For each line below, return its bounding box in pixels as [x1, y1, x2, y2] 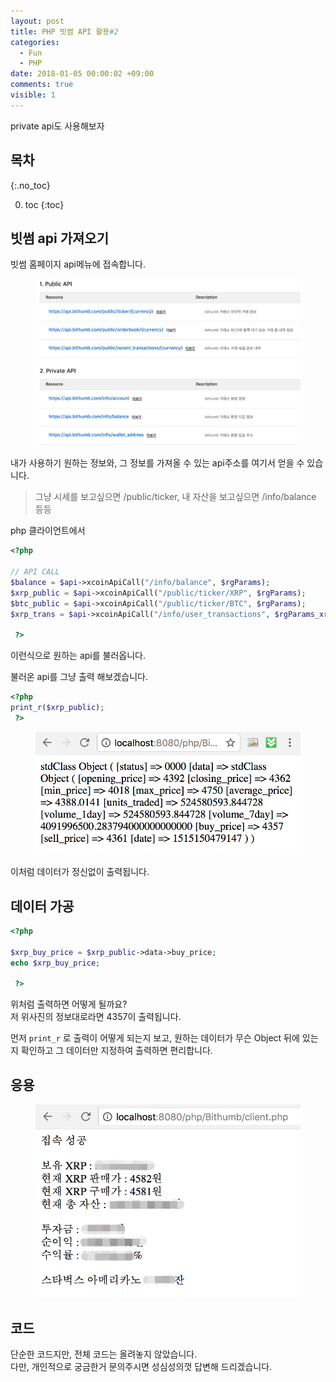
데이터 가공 [10, 898, 75, 915]
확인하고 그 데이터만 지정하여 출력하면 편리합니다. [20, 1045, 213, 1057]
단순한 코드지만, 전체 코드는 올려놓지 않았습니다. [10, 1348, 198, 1360]
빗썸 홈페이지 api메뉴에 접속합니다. [10, 258, 146, 270]
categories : [10, 37, 60, 47]
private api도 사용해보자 [10, 120, 105, 132]
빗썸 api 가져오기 [10, 230, 109, 247]
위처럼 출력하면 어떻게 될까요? [10, 998, 128, 1010]
